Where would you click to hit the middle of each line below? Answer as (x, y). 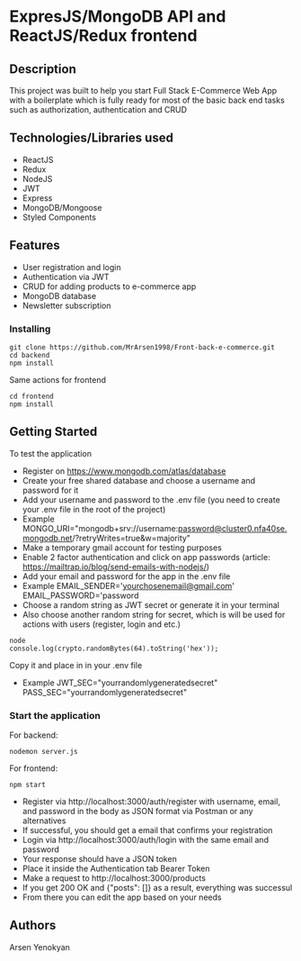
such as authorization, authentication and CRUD (98, 109)
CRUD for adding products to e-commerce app (109, 286)
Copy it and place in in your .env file (76, 665)
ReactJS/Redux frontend (103, 36)
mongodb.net (47, 538)
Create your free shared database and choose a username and (139, 480)
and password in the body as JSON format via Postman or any (137, 811)
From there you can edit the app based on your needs (122, 897)
